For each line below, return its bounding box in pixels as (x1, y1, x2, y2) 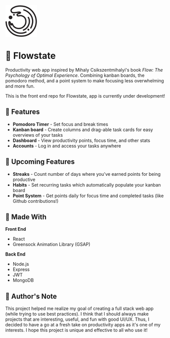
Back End (5, 251, 26, 257)
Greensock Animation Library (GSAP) (12, 241, 90, 248)
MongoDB (12, 277, 34, 284)
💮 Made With (5, 212, 47, 221)
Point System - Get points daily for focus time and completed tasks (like (12, 193, 164, 199)
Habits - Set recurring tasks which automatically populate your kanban (12, 181, 161, 188)
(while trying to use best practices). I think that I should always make (5, 311, 149, 317)
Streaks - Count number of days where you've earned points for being (12, 171, 161, 177)
